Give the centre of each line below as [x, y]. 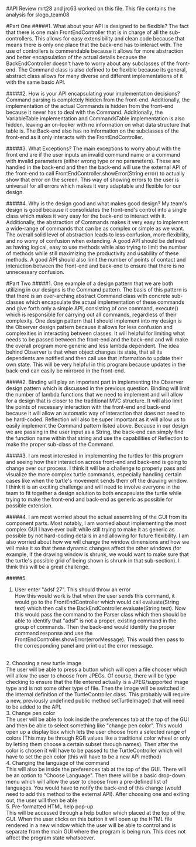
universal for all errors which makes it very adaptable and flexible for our [94, 186]
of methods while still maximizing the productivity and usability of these [92, 253]
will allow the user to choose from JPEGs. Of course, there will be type [91, 676]
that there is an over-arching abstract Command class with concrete [88, 296]
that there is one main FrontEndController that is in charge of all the [87, 32]
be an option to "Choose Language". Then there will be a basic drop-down [96, 775]
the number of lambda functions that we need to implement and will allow [94, 394]
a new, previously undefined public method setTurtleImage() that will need [95, 701]
